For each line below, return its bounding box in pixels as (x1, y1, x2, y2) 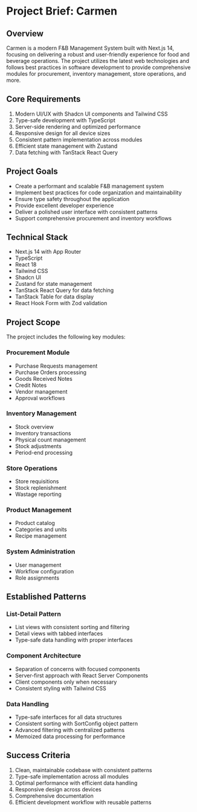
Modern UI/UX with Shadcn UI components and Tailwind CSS (15, 110, 168, 117)
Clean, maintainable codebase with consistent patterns (15, 766, 152, 773)
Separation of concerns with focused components (15, 665, 140, 673)
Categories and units (15, 526, 68, 533)
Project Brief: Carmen (6, 4, 118, 18)
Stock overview (15, 423, 54, 431)
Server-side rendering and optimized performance (15, 123, 141, 130)
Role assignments (15, 574, 59, 581)
